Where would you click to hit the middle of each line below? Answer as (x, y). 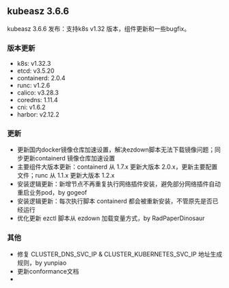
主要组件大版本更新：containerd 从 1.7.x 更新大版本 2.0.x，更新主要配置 (117, 167)
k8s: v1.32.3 (34, 64)
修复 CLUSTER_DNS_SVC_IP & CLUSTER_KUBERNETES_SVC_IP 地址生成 (120, 254)
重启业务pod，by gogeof (52, 193)
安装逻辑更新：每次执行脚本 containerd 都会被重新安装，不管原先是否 (115, 201)
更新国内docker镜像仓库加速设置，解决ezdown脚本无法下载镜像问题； (116, 149)
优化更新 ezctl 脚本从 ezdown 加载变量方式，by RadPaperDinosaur (111, 218)
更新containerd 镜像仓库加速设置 (69, 158)
